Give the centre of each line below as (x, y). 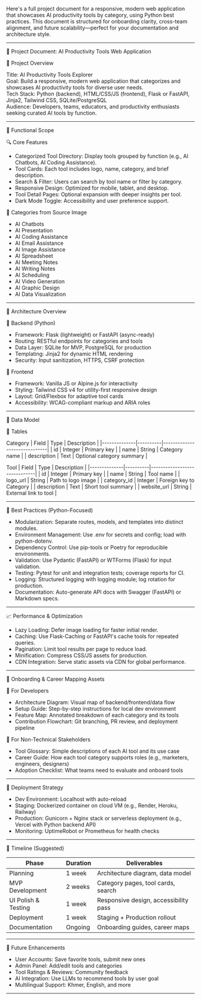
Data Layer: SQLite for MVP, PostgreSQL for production (83, 347)
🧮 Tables (17, 431)
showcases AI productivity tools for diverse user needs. (75, 87)
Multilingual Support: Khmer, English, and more (73, 985)
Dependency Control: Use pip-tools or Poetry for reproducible (91, 547)
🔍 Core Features (27, 142)
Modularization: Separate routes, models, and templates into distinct (99, 522)
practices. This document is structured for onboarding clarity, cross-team (97, 21)
